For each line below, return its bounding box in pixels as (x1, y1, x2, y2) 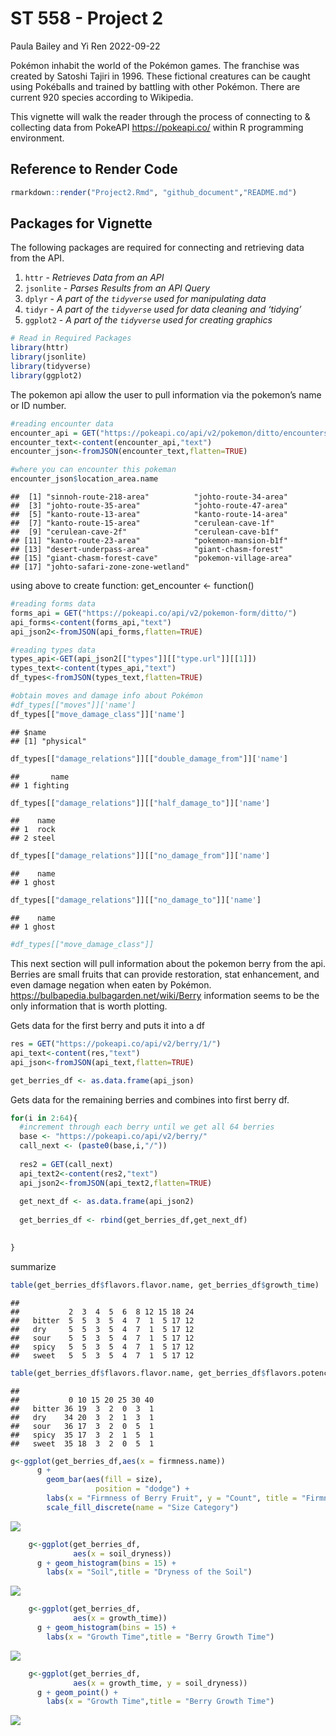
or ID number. (10, 399, 67, 411)
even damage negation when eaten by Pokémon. (10, 979, 212, 991)
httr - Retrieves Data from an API (24, 272, 165, 284)
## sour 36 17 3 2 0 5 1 (10, 1421, 155, 1431)
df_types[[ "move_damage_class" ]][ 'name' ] (10, 709, 186, 719)
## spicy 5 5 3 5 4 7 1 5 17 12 (10, 1342, 195, 1352)
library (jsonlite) (10, 352, 87, 362)
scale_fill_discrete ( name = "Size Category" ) (46, 1502, 240, 1512)
